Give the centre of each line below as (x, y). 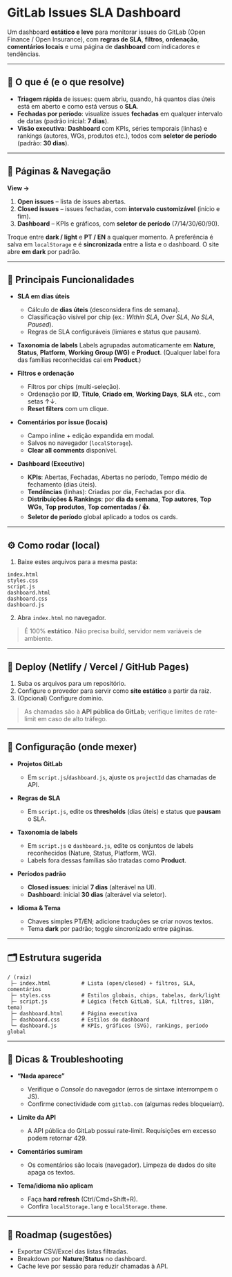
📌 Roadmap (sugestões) (60, 1234)
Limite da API (37, 1117)
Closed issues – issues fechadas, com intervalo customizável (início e (118, 208)
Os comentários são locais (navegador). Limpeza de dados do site (122, 1165)
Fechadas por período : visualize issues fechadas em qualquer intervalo (120, 114)
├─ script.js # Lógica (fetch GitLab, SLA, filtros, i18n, (112, 1002)
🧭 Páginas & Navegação (59, 171)
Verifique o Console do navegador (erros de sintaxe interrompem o (123, 1089)
